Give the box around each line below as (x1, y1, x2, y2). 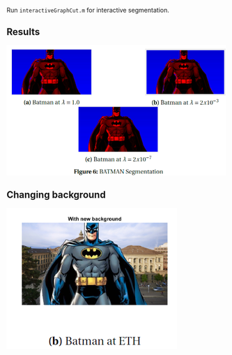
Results (6, 26, 40, 38)
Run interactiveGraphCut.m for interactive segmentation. (6, 6, 170, 14)
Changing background (6, 189, 106, 201)
